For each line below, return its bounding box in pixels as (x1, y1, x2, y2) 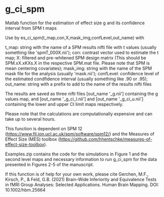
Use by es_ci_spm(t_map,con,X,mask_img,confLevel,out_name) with (5, 35, 144, 41)
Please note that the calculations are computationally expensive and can (5, 110, 153, 117)
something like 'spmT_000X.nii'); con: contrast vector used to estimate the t (5, 49, 159, 55)
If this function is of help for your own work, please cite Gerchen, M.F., (5, 171, 149, 177)
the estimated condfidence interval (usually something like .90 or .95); (5, 76, 148, 82)
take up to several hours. (5, 116, 56, 122)
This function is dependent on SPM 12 (5, 125, 82, 132)
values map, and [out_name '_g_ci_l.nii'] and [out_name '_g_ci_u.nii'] (5, 96, 144, 102)
